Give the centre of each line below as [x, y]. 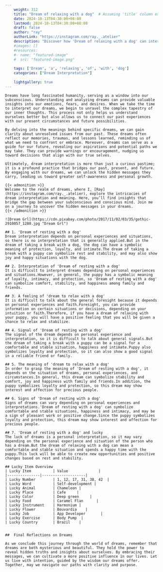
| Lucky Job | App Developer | [54, 513]
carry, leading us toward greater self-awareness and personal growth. [79, 177]
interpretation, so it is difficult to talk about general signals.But [79, 339]
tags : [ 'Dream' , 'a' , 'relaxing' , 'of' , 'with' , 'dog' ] [72, 69]
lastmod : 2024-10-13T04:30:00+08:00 [51, 23]
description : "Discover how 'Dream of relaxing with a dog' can [80, 41]
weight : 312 [26, 10]
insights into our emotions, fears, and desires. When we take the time [80, 104]
